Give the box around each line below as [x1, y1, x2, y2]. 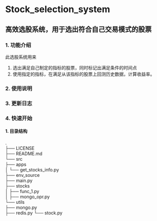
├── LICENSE [5, 145, 34, 151]
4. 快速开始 [5, 115, 32, 122]
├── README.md [5, 151, 43, 157]
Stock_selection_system [5, 4, 110, 15]
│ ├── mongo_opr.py [5, 194, 50, 200]
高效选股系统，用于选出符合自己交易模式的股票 [5, 25, 152, 33]
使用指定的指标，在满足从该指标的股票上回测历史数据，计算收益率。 [12, 71, 155, 77]
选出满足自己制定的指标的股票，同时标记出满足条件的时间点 [12, 64, 137, 70]
